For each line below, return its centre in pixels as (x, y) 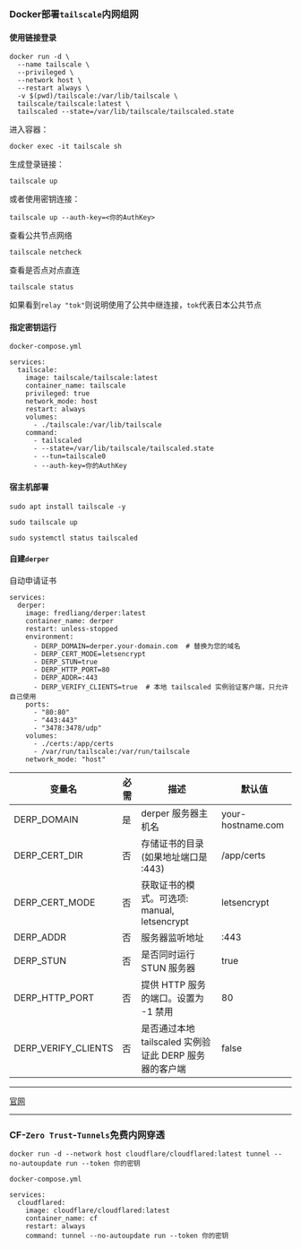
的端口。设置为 (172, 998)
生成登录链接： (37, 164)
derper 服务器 (170, 813)
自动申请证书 (33, 580)
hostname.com (253, 825)
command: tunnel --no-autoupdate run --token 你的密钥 (127, 1236)
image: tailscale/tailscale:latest (92, 378)
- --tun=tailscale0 (69, 456)
